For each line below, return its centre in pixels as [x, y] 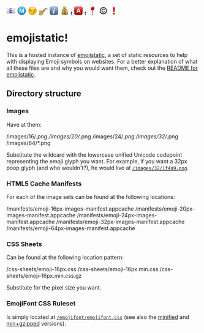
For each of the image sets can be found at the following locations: [91, 196]
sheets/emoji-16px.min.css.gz [44, 276]
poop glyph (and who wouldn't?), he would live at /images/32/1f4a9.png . [97, 168]
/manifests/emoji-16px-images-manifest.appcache [70, 209]
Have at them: [24, 124]
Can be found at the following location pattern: [65, 258]
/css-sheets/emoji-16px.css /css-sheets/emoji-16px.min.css [82, 269]
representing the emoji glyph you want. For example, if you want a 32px [97, 161]
